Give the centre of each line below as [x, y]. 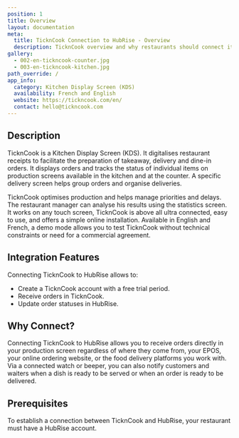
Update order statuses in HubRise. [68, 303]
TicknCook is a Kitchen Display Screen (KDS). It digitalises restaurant [109, 153]
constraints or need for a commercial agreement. [79, 235]
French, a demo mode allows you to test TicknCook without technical [108, 227]
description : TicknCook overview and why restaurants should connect [119, 47]
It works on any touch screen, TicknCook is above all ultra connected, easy [117, 212]
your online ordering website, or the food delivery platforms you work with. [117, 358]
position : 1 [25, 14]
